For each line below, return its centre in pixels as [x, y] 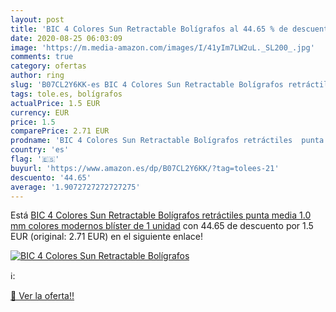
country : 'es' [40, 150]
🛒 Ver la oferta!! [42, 296]
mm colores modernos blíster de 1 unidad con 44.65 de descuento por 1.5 [162, 226]
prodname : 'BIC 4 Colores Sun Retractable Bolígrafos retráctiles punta [167, 141]
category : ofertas [48, 66]
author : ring [37, 76]
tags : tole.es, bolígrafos [66, 94]
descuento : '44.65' [51, 177]
